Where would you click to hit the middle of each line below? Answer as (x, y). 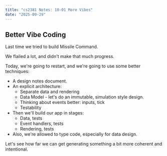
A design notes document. (40, 81)
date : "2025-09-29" (26, 14)
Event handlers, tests (42, 123)
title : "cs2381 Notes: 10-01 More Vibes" (49, 10)
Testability (31, 107)
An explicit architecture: (37, 86)
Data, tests (31, 118)
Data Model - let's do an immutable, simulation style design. (82, 97)
